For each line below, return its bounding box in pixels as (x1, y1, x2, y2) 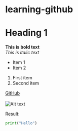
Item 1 (12, 59, 25, 65)
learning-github (5, 4, 73, 15)
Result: (5, 111, 20, 117)
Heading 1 (5, 27, 48, 39)
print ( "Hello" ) (5, 121, 37, 126)
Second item (12, 80, 40, 86)
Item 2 (12, 65, 26, 71)
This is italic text (5, 50, 40, 56)
